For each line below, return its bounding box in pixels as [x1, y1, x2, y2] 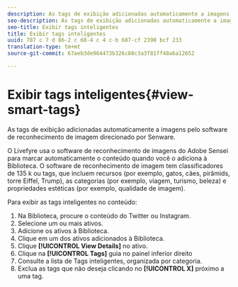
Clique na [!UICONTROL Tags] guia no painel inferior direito [17, 249, 193, 257]
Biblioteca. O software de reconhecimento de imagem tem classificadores [7, 161, 223, 170]
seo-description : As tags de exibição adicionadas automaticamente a [7, 17, 217, 24]
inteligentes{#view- [74, 86, 194, 103]
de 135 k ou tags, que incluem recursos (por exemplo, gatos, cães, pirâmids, [7, 169, 230, 177]
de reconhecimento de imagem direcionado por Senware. [7, 133, 176, 141]
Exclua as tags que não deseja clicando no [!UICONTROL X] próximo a [17, 264, 225, 273]
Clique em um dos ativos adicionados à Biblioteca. [17, 234, 165, 242]
